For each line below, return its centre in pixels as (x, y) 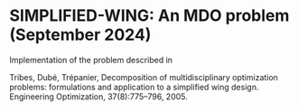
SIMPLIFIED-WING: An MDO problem (149, 16)
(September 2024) (80, 35)
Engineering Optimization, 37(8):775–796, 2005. (98, 97)
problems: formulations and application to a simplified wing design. (134, 87)
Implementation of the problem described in (91, 60)
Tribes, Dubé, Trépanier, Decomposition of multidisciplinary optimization (144, 77)
